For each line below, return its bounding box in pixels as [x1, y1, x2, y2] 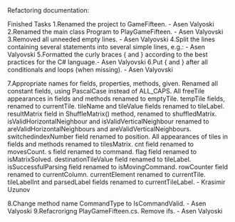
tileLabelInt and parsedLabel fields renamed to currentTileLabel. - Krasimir [7, 178, 226, 186]
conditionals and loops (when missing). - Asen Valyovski [7, 66, 173, 74]
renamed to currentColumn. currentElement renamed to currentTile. [7, 171, 207, 178]
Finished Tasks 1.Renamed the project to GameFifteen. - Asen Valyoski [7, 20, 215, 28]
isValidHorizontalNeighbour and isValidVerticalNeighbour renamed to [7, 117, 209, 126]
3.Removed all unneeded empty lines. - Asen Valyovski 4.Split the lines [7, 35, 216, 44]
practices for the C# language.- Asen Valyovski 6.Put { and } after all [7, 58, 209, 66]
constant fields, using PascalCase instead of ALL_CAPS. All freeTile [7, 87, 205, 95]
